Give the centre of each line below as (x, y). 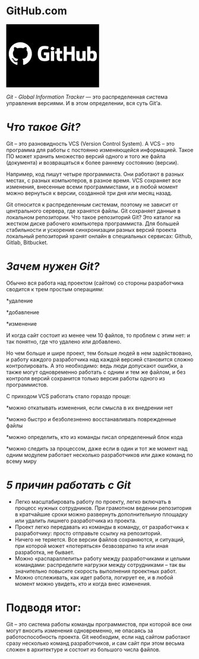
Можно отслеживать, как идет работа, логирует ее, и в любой (94, 577)
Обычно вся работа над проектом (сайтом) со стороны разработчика (95, 283)
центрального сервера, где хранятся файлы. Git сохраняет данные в (94, 211)
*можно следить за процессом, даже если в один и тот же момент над (97, 448)
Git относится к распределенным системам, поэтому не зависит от (92, 204)
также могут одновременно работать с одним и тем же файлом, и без (96, 372)
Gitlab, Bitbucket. (27, 242)
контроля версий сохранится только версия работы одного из (86, 378)
